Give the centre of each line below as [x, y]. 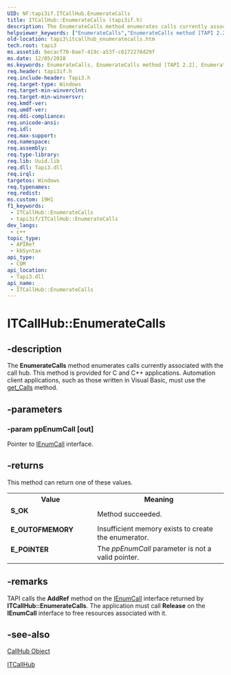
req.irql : [21, 174]
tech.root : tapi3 [32, 46]
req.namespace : [29, 142]
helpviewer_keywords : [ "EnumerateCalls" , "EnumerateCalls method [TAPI [110, 33]
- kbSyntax [25, 251]
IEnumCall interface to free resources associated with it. [87, 613]
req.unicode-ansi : [33, 123]
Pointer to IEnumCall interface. [51, 444]
